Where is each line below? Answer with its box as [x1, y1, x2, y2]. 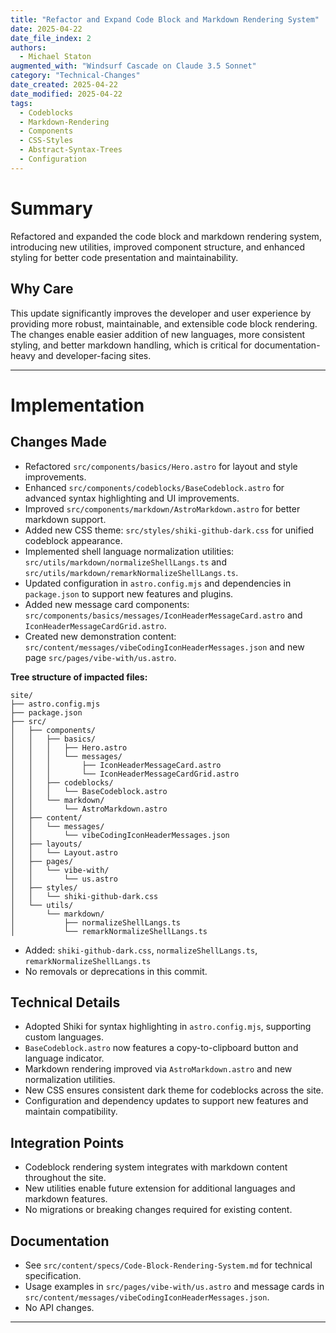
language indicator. [24, 1052, 105, 1065]
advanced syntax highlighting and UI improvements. [24, 492, 240, 504]
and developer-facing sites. [37, 349, 152, 361]
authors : [10, 42, 47, 53]
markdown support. [24, 513, 107, 525]
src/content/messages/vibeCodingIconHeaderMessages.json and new [24, 641, 305, 653]
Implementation [10, 394, 145, 416]
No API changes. [24, 1301, 95, 1313]
